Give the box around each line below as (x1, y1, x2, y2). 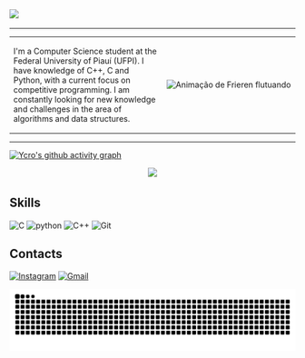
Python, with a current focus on (13, 75, 131, 85)
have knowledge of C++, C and (13, 65, 130, 75)
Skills (9, 194, 41, 210)
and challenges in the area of (13, 104, 123, 114)
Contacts (9, 246, 64, 262)
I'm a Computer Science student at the (13, 45, 157, 56)
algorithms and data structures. (13, 113, 131, 124)
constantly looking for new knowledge (13, 94, 156, 104)
